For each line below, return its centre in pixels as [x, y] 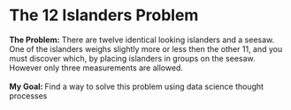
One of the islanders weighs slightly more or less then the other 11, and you [146, 48]
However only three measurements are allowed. [96, 68]
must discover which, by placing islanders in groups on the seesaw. [132, 58]
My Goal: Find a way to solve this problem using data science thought [136, 86]
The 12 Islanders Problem [104, 15]
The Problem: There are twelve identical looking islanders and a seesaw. [142, 40]
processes [28, 95]
